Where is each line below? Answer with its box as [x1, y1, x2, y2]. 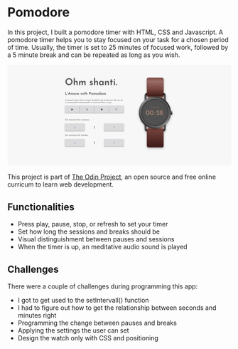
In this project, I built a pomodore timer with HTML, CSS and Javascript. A [7, 28, 224, 36]
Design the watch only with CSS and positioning [17, 333, 158, 342]
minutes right [17, 311, 57, 319]
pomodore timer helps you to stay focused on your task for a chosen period [7, 35, 229, 43]
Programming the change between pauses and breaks [17, 318, 178, 327]
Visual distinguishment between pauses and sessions [17, 235, 175, 244]
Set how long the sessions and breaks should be [17, 227, 160, 236]
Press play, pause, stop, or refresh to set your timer [17, 220, 168, 229]
